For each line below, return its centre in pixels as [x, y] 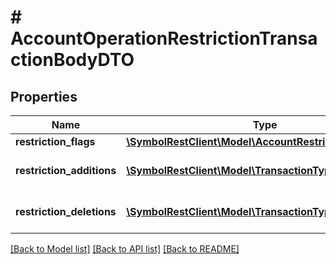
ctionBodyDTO [72, 60]
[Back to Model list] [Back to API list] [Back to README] [125, 249]
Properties [44, 96]
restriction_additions [66, 170]
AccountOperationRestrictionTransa [164, 38]
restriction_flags [55, 141]
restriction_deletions [66, 211]
